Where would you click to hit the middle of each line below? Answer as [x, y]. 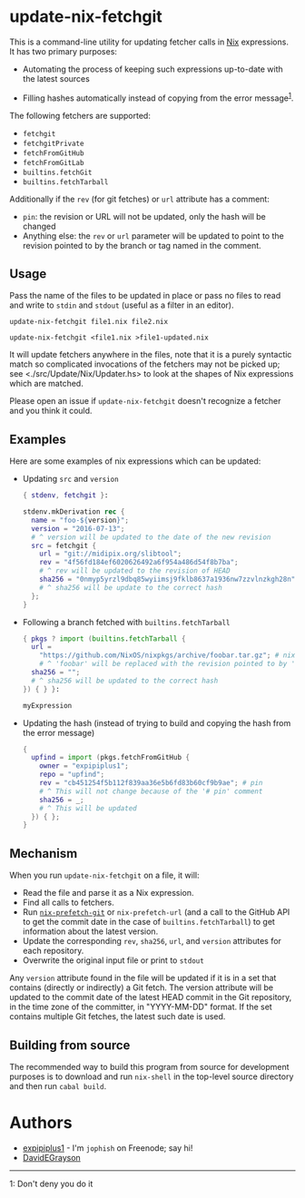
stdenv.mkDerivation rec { [74, 512]
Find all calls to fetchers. [69, 903]
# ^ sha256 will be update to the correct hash [131, 587]
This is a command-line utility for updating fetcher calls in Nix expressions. [149, 42]
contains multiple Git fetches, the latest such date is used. [118, 1016]
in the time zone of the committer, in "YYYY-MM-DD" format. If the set [141, 1007]
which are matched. [46, 384]
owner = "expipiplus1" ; [84, 766]
